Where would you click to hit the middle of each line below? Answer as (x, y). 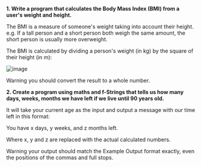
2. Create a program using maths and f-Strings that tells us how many (95, 92)
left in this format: (28, 116)
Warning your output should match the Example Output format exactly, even (100, 151)
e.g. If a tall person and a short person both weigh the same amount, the (96, 33)
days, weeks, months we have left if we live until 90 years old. (85, 98)
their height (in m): (29, 57)
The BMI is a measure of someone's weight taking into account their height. (100, 27)
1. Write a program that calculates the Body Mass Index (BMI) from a (93, 9)
